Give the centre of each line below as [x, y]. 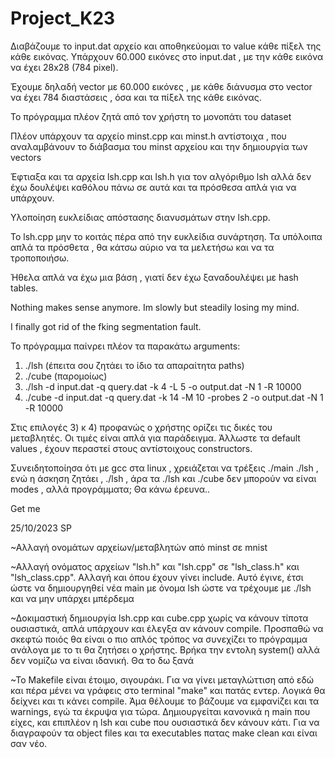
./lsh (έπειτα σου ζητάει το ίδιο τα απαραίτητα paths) [134, 365]
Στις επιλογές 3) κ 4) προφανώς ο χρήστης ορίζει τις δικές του [141, 427]
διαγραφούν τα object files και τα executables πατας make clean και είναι [164, 733]
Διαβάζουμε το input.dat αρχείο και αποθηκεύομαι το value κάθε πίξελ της [166, 46]
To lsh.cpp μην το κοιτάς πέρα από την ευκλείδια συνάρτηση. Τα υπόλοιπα [166, 236]
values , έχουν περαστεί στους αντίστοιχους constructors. [131, 448]
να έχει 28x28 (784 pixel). [64, 67]
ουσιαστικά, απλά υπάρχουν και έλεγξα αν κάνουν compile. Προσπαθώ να [167, 628]
